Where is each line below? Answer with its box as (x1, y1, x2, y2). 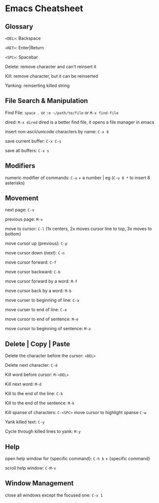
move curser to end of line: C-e (5, 307, 67, 313)
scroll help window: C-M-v (5, 465, 56, 471)
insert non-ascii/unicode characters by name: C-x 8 (5, 128, 109, 134)
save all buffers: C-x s (5, 147, 50, 153)
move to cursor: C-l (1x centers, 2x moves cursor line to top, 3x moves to (5, 226, 152, 232)
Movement (5, 194, 39, 203)
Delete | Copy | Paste (5, 340, 70, 348)
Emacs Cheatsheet (5, 3, 83, 14)
